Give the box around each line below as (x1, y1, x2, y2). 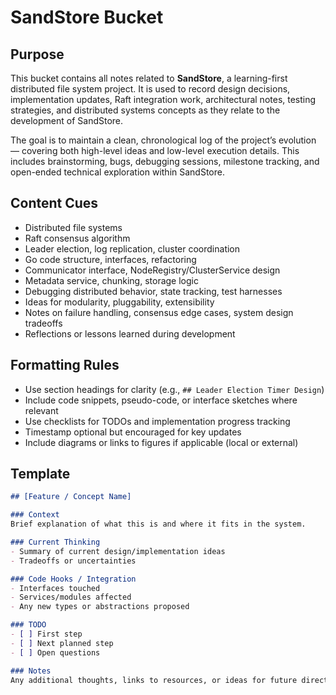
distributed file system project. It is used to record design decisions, (10, 83, 291, 95)
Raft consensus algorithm (24, 232, 131, 244)
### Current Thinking (10, 537, 101, 548)
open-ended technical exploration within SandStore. (10, 166, 225, 178)
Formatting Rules (10, 357, 120, 374)
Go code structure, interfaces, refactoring (24, 253, 197, 265)
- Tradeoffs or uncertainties (10, 556, 137, 566)
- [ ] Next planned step (10, 638, 114, 648)
